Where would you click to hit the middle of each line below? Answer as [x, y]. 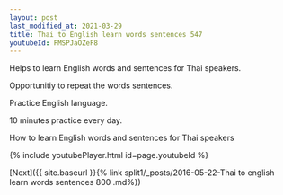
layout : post [34, 18]
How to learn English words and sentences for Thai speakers [122, 138]
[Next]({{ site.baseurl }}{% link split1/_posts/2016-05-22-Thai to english [142, 173]
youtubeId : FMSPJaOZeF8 [54, 43]
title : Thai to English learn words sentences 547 [106, 34]
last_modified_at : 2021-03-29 [66, 26]
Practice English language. [58, 103]
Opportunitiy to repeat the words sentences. [91, 85]
